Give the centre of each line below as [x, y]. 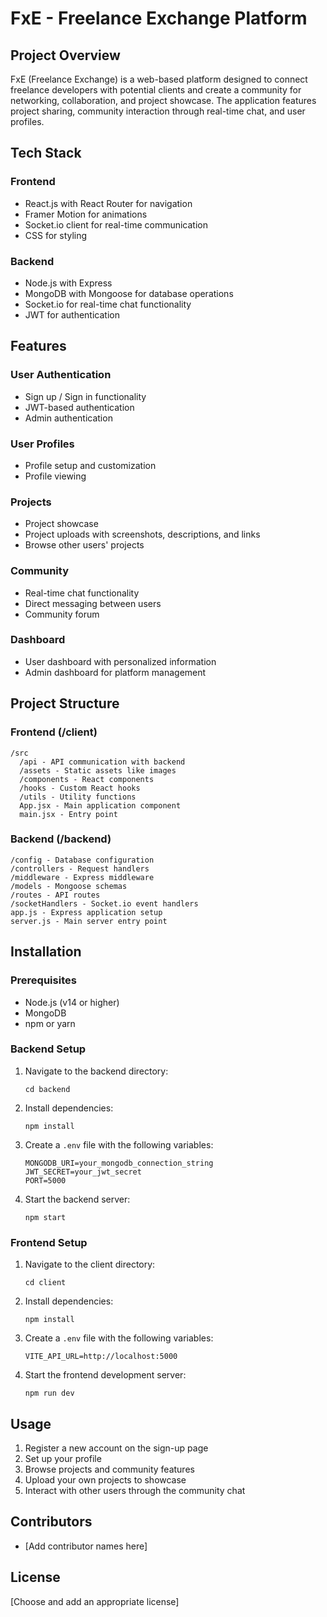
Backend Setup [48, 1049]
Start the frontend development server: [105, 1375]
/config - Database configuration [82, 860]
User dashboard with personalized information [120, 661]
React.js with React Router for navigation [108, 203]
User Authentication [61, 375]
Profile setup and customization [90, 465]
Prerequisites [43, 980]
